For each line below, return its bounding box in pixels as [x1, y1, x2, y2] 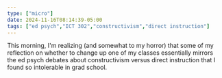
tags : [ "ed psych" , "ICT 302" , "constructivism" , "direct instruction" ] [7, 23, 210, 29]
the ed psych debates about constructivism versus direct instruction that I [7, 56, 216, 64]
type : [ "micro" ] [7, 10, 53, 17]
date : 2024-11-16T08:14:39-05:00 [7, 16, 103, 23]
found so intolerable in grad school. [7, 63, 108, 72]
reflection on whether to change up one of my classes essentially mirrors [7, 49, 214, 57]
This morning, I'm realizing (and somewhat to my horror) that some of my [7, 42, 214, 50]
